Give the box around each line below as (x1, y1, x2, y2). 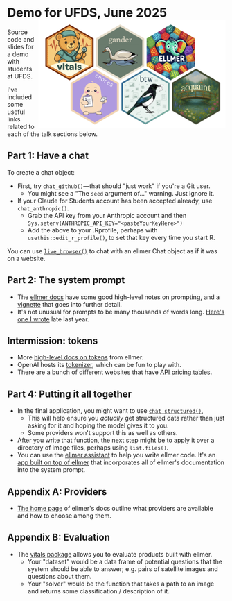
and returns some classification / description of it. (27, 586, 170, 595)
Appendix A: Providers (7, 486, 107, 498)
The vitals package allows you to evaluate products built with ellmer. (17, 550, 213, 558)
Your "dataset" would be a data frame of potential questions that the (27, 557, 223, 566)
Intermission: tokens (7, 335, 98, 346)
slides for (7, 42, 34, 51)
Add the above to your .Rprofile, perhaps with (27, 226, 158, 234)
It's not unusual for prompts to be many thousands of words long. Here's (17, 307, 225, 316)
